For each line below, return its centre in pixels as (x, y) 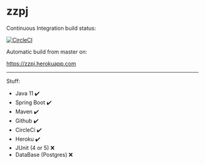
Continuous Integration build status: (51, 28)
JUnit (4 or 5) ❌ (35, 148)
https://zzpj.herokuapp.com (41, 63)
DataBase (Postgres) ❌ (44, 154)
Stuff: (13, 81)
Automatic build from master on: (47, 52)
